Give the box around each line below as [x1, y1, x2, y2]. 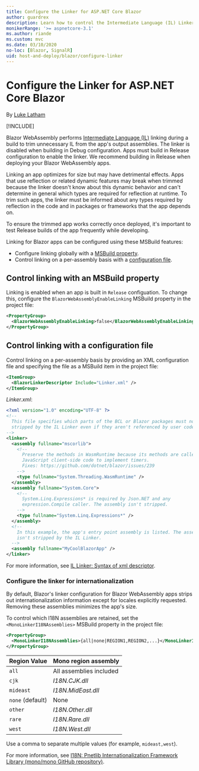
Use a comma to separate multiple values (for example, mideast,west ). [6, 740, 178, 747]
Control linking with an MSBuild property [6, 273, 160, 283]
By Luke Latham [6, 111, 46, 118]
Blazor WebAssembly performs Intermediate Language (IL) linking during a [6, 134, 188, 141]
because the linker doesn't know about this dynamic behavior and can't [6, 183, 181, 190]
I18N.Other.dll [53, 706, 92, 714]
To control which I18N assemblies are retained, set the [6, 615, 139, 622]
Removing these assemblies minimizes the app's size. [6, 603, 137, 610]
